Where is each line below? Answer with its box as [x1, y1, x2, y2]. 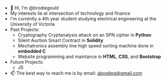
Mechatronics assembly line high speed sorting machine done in [17, 43, 154, 48]
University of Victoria [10, 21, 55, 27]
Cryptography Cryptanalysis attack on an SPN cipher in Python [17, 32, 152, 38]
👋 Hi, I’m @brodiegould [10, 5, 59, 11]
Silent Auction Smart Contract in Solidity [17, 37, 104, 43]
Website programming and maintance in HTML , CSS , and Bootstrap [17, 53, 161, 60]
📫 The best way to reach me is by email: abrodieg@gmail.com [10, 70, 143, 76]
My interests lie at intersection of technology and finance [10, 10, 130, 16]
